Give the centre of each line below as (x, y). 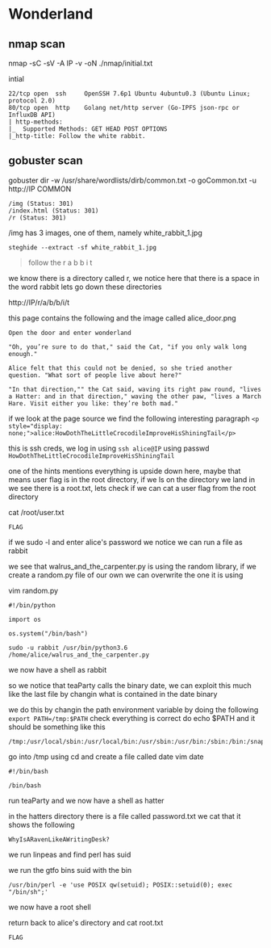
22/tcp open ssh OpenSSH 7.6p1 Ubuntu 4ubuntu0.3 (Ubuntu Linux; (129, 94)
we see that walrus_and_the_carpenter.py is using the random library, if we (132, 566)
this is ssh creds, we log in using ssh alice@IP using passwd (109, 448)
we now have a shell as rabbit (58, 669)
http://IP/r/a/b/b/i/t (39, 302)
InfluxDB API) (32, 115)
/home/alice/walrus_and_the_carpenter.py (79, 655)
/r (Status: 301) (38, 218)
